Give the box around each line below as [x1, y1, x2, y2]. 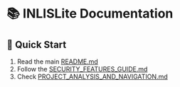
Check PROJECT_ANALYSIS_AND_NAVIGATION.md [16, 72, 168, 81]
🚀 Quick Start [6, 38, 67, 50]
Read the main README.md [16, 57, 99, 66]
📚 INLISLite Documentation [6, 6, 174, 22]
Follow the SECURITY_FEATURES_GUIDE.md [16, 65, 148, 73]
